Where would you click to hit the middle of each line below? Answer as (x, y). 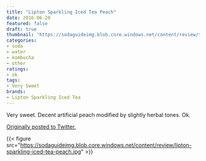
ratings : (17, 69)
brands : (16, 92)
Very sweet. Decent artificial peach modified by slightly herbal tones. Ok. (99, 114)
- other (16, 63)
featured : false (27, 23)
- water (16, 52)
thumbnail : (20, 35)
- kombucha (20, 58)
